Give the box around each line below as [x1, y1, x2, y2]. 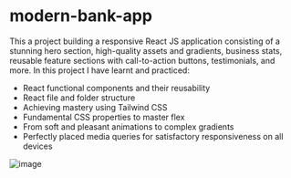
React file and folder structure [22, 92, 136, 103]
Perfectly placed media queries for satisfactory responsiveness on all [22, 131, 284, 141]
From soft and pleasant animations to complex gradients [22, 120, 234, 132]
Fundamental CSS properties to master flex [22, 111, 185, 122]
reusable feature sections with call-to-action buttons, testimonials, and [9, 55, 275, 66]
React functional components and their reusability [22, 82, 211, 93]
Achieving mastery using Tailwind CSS [22, 101, 168, 112]
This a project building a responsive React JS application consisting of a [9, 36, 281, 47]
